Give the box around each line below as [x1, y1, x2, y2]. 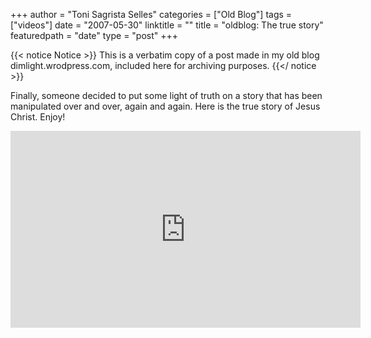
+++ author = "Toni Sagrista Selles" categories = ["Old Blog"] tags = [10, 9, 293, 20]
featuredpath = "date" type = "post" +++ [10, 30, 179, 41]
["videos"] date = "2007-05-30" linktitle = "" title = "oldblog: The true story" [10, 19, 324, 31]
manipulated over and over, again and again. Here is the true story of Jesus [10, 100, 321, 112]
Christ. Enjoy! [10, 111, 66, 123]
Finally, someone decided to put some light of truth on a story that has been [10, 90, 323, 101]
